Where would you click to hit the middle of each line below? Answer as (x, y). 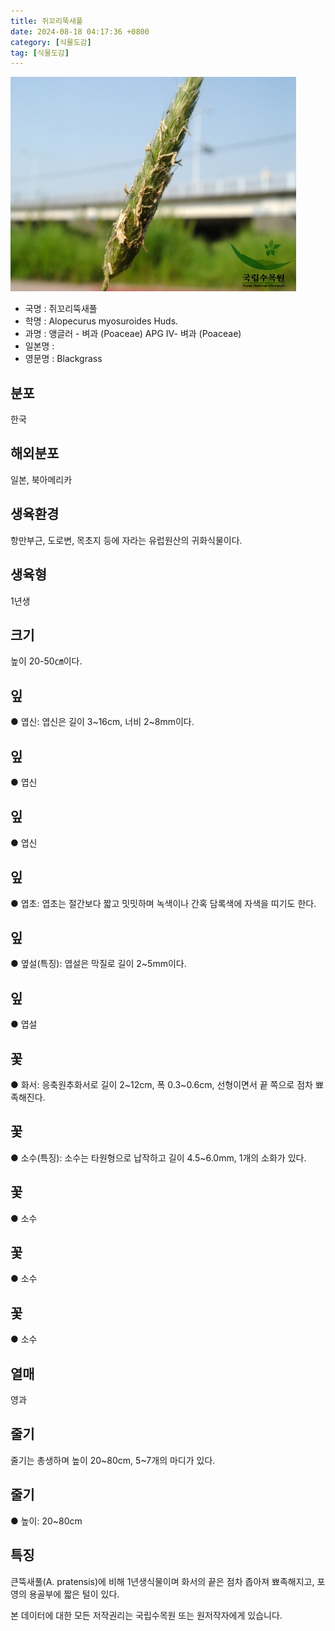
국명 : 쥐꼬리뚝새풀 (61, 309)
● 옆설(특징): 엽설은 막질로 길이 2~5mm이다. (98, 964)
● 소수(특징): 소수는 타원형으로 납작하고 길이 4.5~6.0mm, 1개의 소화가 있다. (158, 1157)
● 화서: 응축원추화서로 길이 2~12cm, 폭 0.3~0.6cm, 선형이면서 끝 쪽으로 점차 (161, 1084)
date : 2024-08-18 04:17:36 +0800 (80, 31)
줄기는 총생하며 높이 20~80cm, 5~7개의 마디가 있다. (113, 1460)
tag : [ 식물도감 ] (40, 53)
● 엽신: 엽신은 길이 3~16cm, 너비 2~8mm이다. (102, 722)
